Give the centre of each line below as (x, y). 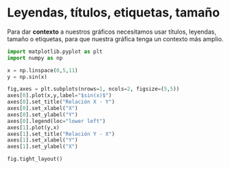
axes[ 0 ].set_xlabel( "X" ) (43, 109)
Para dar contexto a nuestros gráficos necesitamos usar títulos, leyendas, (112, 32)
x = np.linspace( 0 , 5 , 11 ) (43, 70)
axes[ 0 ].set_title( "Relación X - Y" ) (61, 102)
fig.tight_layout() (35, 159)
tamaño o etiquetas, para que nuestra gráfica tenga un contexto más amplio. (115, 38)
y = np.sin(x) (27, 77)
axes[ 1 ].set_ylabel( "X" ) (43, 147)
